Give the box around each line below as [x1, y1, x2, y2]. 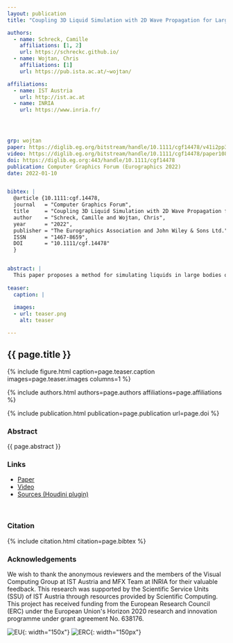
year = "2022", [13, 221, 73, 228]
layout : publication [7, 10, 67, 17]
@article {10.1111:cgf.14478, [13, 195, 101, 202]
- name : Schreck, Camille [13, 35, 89, 42]
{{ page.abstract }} [7, 442, 61, 450]
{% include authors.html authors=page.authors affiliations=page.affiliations [7, 388, 222, 397]
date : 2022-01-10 [7, 170, 58, 177]
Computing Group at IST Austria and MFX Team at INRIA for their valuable [7, 577, 218, 585]
